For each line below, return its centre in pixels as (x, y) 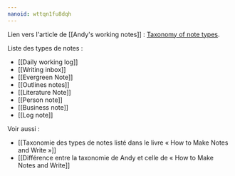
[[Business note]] (43, 107)
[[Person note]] (40, 100)
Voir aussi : (24, 128)
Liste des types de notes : (45, 48)
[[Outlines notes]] (43, 84)
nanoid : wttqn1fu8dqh (40, 14)
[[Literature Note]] (44, 92)
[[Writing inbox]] (42, 69)
